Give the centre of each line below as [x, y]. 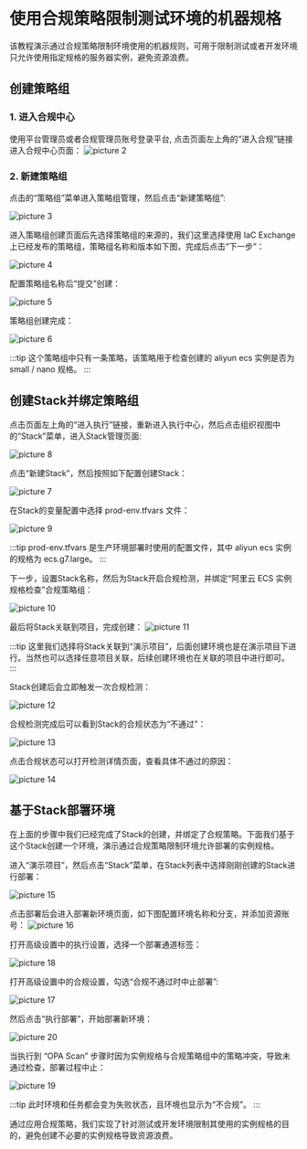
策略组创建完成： [42, 320]
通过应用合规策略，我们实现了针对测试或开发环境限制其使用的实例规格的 [145, 1123]
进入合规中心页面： [46, 150]
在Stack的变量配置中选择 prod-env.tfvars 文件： [100, 510]
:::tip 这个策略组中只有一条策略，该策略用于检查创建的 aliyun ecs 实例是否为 [152, 357]
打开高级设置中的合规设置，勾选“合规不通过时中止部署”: [114, 981]
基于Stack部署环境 [63, 810]
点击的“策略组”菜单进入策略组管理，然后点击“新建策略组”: [117, 197]
